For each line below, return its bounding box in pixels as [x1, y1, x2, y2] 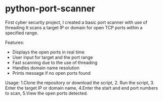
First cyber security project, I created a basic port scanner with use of [5, 19, 148, 25]
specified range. [5, 30, 39, 36]
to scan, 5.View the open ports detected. [5, 90, 88, 96]
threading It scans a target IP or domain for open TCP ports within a [5, 24, 143, 30]
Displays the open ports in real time [12, 49, 85, 55]
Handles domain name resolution [12, 65, 80, 71]
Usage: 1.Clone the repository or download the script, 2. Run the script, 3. [5, 80, 155, 86]
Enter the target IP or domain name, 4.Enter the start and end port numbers [5, 85, 158, 91]
